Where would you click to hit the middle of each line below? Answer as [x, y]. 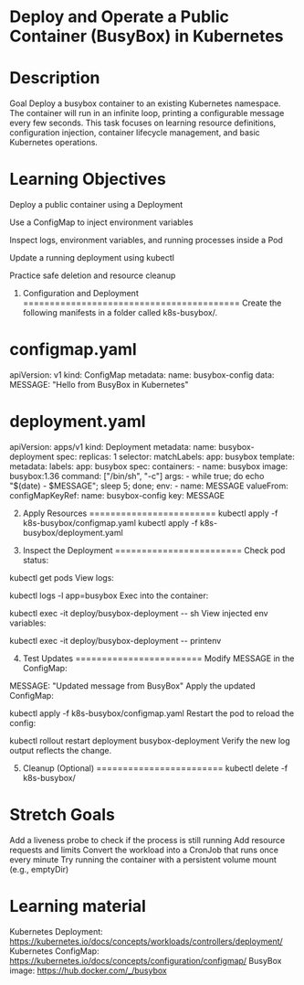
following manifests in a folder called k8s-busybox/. [120, 313]
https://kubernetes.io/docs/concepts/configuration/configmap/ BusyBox [146, 960]
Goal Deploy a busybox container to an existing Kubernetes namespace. [145, 103]
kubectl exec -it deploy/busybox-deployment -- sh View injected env [139, 613]
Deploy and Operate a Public [120, 17]
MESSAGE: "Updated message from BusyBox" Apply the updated [132, 685]
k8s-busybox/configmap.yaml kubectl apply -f [110, 522]
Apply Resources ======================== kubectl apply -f [150, 513]
